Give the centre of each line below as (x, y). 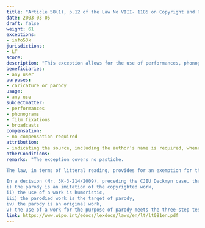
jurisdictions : (26, 46)
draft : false (23, 23)
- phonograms (23, 114)
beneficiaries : (26, 69)
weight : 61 (20, 29)
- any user (20, 74)
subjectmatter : (26, 102)
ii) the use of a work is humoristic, (56, 193)
